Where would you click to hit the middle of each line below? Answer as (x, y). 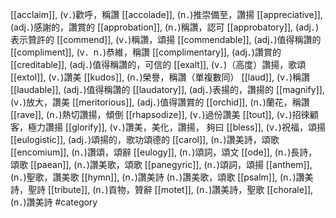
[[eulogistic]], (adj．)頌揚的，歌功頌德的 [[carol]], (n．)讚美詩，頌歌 (145, 139)
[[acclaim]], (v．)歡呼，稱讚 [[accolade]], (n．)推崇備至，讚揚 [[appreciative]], (166, 14)
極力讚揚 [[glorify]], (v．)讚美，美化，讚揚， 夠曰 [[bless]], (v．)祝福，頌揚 (176, 127)
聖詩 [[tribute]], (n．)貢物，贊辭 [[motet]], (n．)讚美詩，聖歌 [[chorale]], (170, 189)
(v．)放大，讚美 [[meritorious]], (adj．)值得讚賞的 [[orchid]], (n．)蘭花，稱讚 (160, 102)
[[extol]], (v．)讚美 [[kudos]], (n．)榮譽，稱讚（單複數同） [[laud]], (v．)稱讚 (160, 77)
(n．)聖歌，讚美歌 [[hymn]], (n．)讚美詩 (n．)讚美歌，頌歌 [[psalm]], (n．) (153, 177)
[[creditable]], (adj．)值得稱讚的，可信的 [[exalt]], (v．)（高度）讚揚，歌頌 (158, 64)
